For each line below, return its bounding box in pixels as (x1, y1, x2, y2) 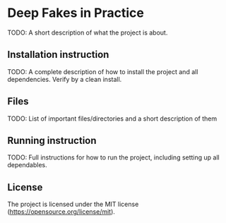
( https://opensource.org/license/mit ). (7, 207, 115, 216)
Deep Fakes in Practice (7, 5, 145, 21)
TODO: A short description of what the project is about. (7, 28, 168, 37)
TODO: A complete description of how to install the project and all (7, 67, 198, 76)
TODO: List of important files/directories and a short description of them (7, 114, 218, 123)
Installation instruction (7, 49, 109, 61)
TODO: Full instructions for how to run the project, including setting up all (7, 153, 220, 162)
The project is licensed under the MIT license (7, 200, 139, 209)
